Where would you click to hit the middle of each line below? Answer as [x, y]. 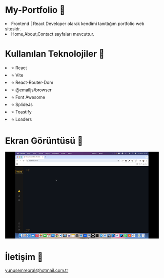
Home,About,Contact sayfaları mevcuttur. [53, 34]
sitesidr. [13, 28]
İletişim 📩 [24, 257]
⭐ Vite [17, 75]
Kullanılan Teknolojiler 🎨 [55, 54]
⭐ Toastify [21, 112]
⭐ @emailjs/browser [32, 90]
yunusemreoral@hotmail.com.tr [37, 270]
